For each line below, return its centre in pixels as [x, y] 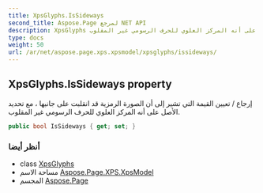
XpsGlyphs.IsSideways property [90, 84]
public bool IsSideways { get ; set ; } [72, 126]
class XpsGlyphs [47, 164]
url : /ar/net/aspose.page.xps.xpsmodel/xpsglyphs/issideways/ [113, 52]
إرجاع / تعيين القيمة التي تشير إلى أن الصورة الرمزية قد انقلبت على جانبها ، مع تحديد [130, 103]
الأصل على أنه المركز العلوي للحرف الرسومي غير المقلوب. [94, 112]
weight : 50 [26, 45]
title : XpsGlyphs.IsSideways [56, 15]
